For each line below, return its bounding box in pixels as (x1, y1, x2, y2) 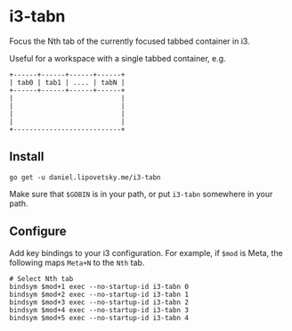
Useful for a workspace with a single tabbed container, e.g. (9, 53, 226, 63)
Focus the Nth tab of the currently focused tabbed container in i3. (9, 36, 251, 46)
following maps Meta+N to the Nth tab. (9, 257, 145, 268)
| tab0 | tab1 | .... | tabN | (9, 78, 126, 87)
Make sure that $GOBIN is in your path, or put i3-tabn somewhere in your (9, 188, 273, 199)
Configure (9, 224, 67, 239)
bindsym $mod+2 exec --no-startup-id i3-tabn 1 (9, 290, 190, 299)
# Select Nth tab (9, 274, 74, 283)
